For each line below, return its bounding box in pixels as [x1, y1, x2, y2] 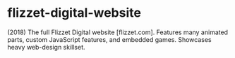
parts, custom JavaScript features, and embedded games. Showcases [7, 35, 212, 43]
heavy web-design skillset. [7, 43, 86, 51]
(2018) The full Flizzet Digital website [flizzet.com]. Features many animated [7, 28, 228, 36]
